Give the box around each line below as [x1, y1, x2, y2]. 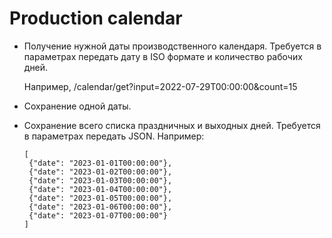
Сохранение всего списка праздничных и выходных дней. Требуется [23, 119, 321, 131]
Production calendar [9, 7, 183, 30]
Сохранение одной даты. [23, 100, 132, 112]
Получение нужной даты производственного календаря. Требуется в [23, 40, 322, 52]
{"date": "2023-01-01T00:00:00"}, [28, 158, 173, 168]
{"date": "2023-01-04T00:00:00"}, [28, 184, 173, 194]
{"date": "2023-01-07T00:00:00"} [28, 210, 168, 221]
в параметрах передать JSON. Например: [23, 130, 205, 142]
